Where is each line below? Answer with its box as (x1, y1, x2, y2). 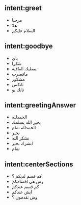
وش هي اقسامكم (11, 178, 44, 185)
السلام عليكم (11, 27, 35, 34)
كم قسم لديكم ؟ (11, 173, 42, 179)
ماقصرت (11, 71, 28, 77)
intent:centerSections (4, 160, 73, 168)
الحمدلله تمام (11, 125, 36, 131)
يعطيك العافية (11, 65, 37, 71)
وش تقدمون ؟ (11, 194, 38, 200)
